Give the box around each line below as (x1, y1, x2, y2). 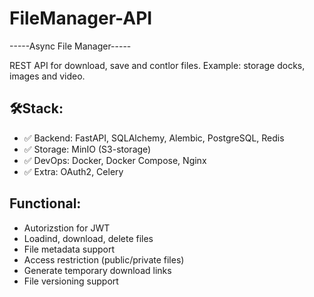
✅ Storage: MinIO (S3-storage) (23, 143, 152, 155)
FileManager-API (9, 7, 153, 30)
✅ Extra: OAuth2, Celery (23, 165, 124, 177)
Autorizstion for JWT (23, 222, 111, 234)
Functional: (9, 195, 82, 212)
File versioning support (23, 275, 119, 287)
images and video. (9, 70, 86, 82)
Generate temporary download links (23, 264, 172, 276)
